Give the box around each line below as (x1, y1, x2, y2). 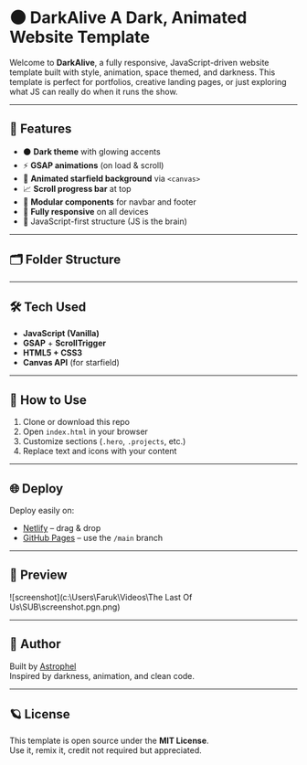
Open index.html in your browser (22, 426, 149, 437)
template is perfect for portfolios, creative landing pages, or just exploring (9, 76, 287, 87)
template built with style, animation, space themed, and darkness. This (9, 67, 276, 78)
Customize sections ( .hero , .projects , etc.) (22, 436, 186, 447)
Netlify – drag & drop (22, 523, 101, 533)
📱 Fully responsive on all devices (22, 206, 149, 217)
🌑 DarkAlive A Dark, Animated (9, 7, 248, 28)
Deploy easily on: (9, 505, 75, 515)
